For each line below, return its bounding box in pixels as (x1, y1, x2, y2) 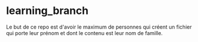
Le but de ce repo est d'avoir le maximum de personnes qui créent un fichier (6, 23, 192, 30)
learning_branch (6, 4, 89, 17)
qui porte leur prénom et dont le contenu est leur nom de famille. (6, 29, 163, 36)
